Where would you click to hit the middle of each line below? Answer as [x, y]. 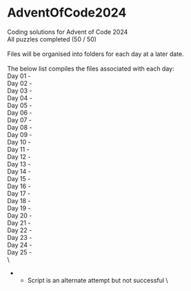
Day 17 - [19, 193]
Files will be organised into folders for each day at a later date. [95, 54]
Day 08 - [20, 127]
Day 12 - [19, 156]
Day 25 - [20, 252]
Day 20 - [20, 215]
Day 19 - [19, 208]
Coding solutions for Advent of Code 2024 [68, 32]
